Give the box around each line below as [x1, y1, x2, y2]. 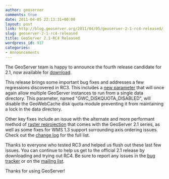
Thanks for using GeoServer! [5, 168, 66, 174]
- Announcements [5, 50, 39, 55]
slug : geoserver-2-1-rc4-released [5, 31, 78, 36]
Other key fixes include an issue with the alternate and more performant [5, 116, 155, 122]
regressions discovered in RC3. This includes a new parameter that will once [5, 84, 164, 90]
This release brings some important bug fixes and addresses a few [5, 79, 144, 85]
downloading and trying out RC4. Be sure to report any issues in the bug [5, 153, 155, 159]
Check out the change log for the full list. [5, 132, 90, 138]
